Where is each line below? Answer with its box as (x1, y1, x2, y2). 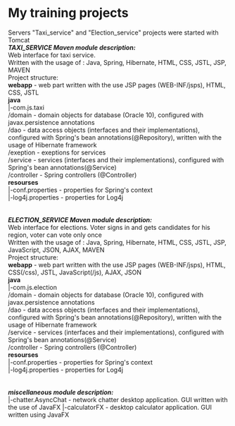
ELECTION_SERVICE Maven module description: (8, 215, 153, 224)
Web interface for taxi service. (8, 51, 96, 59)
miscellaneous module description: (8, 388, 114, 396)
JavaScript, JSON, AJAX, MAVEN (8, 245, 105, 254)
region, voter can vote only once (8, 231, 103, 239)
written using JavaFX (8, 410, 70, 419)
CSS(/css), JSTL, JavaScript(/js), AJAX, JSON (8, 268, 142, 276)
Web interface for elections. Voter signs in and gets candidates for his (8, 223, 210, 231)
